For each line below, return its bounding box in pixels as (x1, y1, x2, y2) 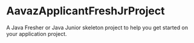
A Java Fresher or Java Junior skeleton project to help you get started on (6, 24, 189, 31)
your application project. (6, 30, 68, 37)
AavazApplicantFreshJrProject (6, 4, 165, 18)
